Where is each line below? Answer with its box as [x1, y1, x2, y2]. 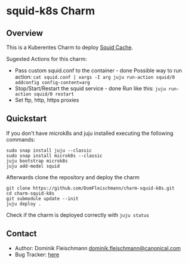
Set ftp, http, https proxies [14, 97, 79, 103]
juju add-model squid [6, 163, 60, 169]
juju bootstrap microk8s [6, 158, 68, 164]
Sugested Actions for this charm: [6, 56, 88, 62]
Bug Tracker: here [14, 251, 60, 258]
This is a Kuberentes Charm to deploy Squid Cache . [6, 44, 133, 51]
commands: [6, 136, 36, 143]
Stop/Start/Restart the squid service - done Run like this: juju [14, 85, 166, 92]
